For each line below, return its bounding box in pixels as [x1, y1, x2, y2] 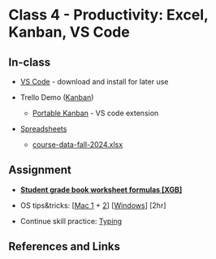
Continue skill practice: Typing [19, 216, 123, 226]
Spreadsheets [19, 124, 67, 133]
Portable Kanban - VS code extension [32, 108, 159, 118]
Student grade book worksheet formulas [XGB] [19, 184, 183, 194]
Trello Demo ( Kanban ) [19, 93, 94, 102]
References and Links [8, 240, 120, 253]
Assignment [8, 163, 71, 177]
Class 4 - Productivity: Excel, [8, 6, 209, 24]
